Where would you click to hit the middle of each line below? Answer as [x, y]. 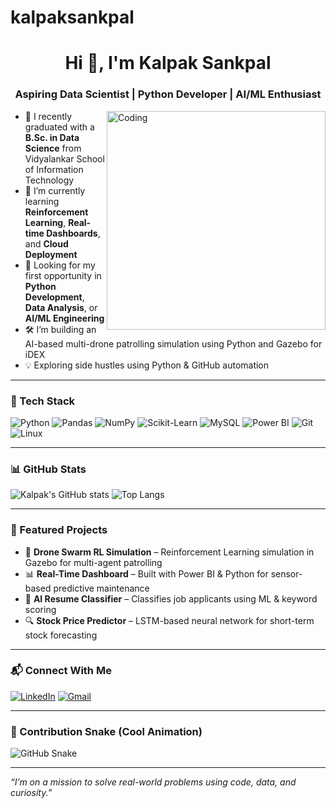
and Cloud [46, 243]
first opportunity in [63, 275]
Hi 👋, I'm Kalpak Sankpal [168, 63]
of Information [54, 169]
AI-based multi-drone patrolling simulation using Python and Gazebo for [173, 343]
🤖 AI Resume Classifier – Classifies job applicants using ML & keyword [171, 598]
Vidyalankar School [64, 158]
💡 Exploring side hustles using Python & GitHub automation [147, 365]
